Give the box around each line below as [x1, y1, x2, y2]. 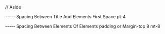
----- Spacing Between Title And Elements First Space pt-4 [5, 14, 126, 19]
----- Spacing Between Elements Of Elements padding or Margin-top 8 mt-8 [5, 23, 161, 29]
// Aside [5, 4, 21, 10]
